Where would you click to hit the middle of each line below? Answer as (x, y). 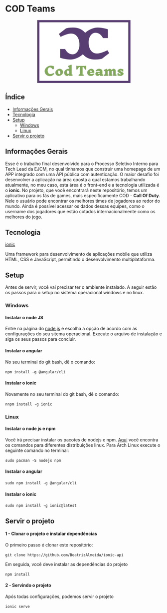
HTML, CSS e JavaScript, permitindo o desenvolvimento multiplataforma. (80, 259)
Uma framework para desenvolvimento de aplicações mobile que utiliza (79, 254)
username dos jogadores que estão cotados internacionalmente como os (80, 211)
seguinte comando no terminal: (37, 450)
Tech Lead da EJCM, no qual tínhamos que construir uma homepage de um (83, 169)
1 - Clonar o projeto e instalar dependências (51, 534)
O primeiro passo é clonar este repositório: (49, 545)
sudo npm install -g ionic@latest (41, 506)
